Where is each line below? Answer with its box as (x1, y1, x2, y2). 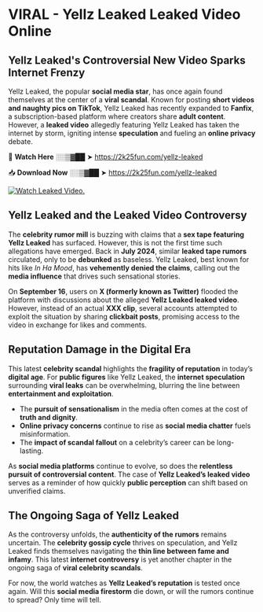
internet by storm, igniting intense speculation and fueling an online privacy (8, 128, 256, 138)
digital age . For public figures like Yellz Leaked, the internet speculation (8, 372, 245, 382)
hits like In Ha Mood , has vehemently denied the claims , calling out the (8, 263, 240, 272)
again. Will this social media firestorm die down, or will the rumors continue (8, 587, 254, 596)
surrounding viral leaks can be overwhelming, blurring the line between (8, 380, 240, 390)
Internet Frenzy (8, 65, 86, 79)
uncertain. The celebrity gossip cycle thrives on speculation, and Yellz (8, 538, 238, 547)
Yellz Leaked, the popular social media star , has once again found (8, 87, 223, 96)
